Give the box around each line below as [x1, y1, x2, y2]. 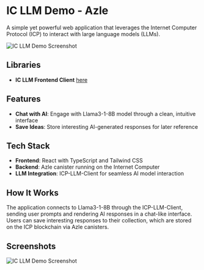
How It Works [6, 188, 59, 198]
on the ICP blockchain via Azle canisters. [6, 224, 109, 231]
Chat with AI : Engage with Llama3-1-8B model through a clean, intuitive [15, 110, 196, 117]
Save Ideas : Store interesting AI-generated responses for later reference [15, 123, 199, 130]
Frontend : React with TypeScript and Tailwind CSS [15, 157, 144, 164]
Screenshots [6, 241, 56, 251]
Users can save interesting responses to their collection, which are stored [6, 217, 192, 224]
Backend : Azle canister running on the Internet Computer [15, 163, 160, 171]
